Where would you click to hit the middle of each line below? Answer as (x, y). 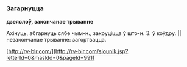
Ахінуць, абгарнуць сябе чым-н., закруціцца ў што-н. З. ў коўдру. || (94, 33)
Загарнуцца (25, 8)
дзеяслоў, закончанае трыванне (50, 22)
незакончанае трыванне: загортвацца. (56, 40)
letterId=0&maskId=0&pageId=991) (51, 58)
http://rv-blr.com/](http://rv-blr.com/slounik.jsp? (68, 51)
